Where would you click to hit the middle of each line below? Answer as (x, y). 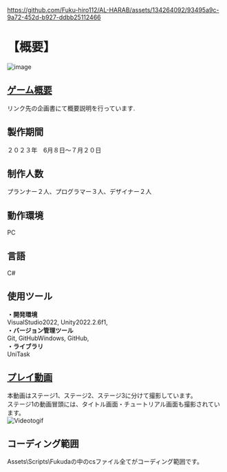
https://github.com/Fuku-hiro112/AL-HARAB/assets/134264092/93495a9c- (113, 10)
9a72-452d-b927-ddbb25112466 (54, 17)
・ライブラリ (25, 346)
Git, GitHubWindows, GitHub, (48, 338)
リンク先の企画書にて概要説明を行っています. (71, 108)
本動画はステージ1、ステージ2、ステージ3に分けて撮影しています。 (102, 395)
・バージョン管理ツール (40, 330)
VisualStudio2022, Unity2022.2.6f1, (57, 322)
